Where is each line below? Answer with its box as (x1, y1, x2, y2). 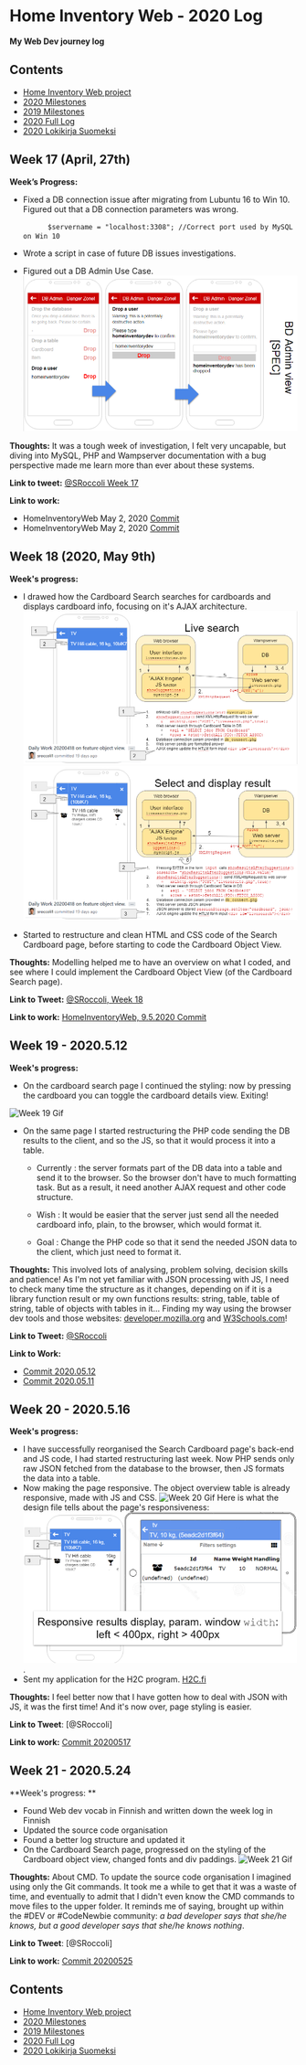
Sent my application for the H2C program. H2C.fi (22, 1674, 207, 1685)
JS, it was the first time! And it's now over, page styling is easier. (9, 1701, 252, 1712)
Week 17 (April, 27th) (9, 152, 131, 167)
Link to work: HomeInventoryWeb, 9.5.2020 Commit (9, 1011, 207, 1022)
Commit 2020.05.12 (22, 1366, 96, 1377)
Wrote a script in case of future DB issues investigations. (22, 248, 237, 259)
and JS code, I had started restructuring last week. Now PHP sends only (22, 1453, 295, 1464)
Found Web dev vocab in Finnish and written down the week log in (22, 1804, 274, 1815)
